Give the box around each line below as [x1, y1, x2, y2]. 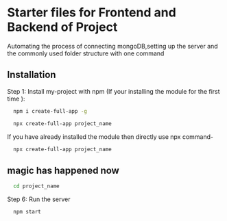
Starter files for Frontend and [7, 5, 176, 21]
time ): [7, 94, 25, 103]
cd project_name [13, 183, 60, 190]
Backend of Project [7, 19, 118, 35]
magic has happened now [7, 164, 120, 176]
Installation [7, 69, 56, 81]
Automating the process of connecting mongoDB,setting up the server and [7, 42, 218, 50]
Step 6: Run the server [7, 195, 71, 203]
